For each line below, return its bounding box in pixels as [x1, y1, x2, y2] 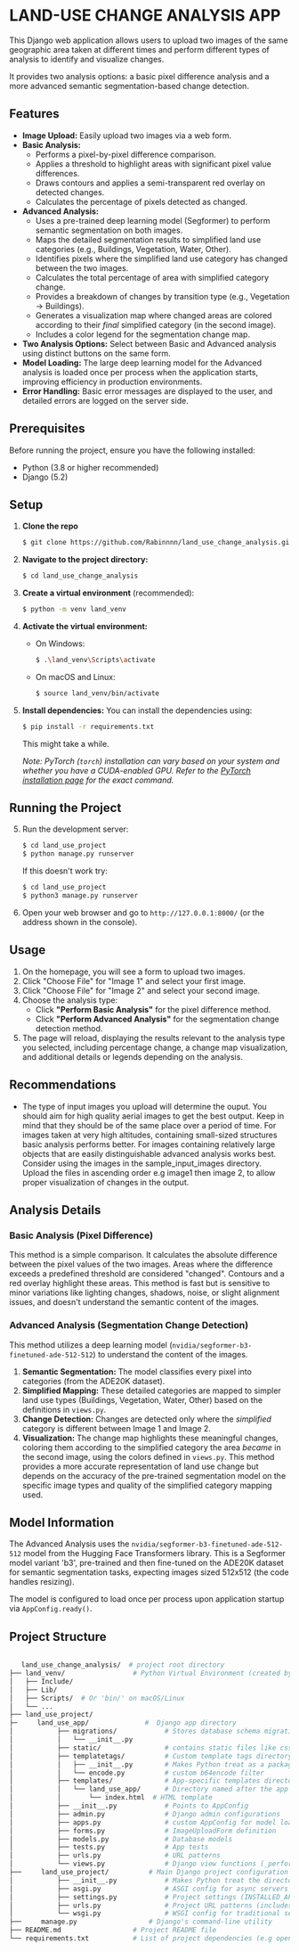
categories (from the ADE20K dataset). [21, 1375, 166, 1386]
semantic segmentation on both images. [35, 225, 183, 235]
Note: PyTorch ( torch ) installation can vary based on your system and [21, 755, 280, 767]
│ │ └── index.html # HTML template [9, 1793, 214, 1802]
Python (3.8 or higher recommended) [21, 462, 159, 472]
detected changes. [35, 186, 105, 197]
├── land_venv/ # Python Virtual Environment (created [9, 1669, 280, 1678]
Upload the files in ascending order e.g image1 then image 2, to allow [21, 1167, 276, 1177]
